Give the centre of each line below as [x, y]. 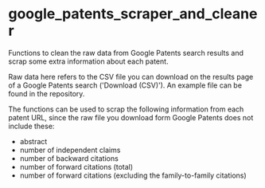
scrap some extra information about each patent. [88, 61]
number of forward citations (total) [76, 166]
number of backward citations [69, 158]
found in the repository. [47, 93]
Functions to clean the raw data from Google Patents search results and [126, 53]
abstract [33, 141]
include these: [31, 126]
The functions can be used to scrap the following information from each [126, 109]
